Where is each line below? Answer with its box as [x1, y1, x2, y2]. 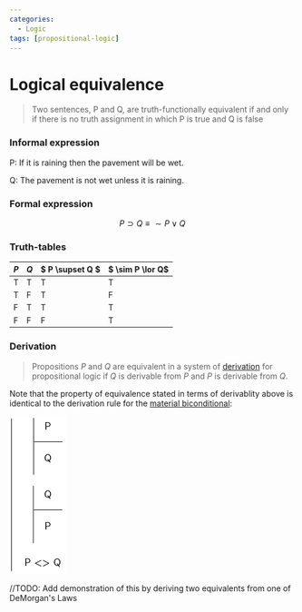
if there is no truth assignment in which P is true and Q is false [31, 114, 264, 124]
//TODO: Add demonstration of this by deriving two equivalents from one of [9, 582, 292, 594]
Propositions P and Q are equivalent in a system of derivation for [31, 360, 274, 371]
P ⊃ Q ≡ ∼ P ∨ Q [119, 218, 186, 229]
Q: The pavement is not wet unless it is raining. [9, 174, 184, 185]
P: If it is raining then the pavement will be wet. [9, 157, 184, 168]
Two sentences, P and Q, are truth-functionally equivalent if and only [31, 104, 289, 115]
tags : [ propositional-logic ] [9, 34, 120, 43]
